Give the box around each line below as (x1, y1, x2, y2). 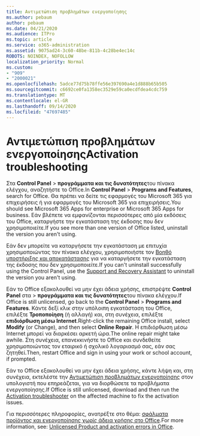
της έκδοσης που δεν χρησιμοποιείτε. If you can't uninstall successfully (6, 261, 182, 269)
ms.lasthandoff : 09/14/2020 (6, 103, 77, 109)
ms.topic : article (6, 36, 52, 42)
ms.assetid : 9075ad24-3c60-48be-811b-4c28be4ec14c (6, 48, 135, 54)
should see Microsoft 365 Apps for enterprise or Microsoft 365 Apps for (6, 205, 184, 212)
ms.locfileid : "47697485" (6, 109, 71, 115)
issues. (6, 399, 24, 406)
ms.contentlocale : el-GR (6, 97, 68, 103)
